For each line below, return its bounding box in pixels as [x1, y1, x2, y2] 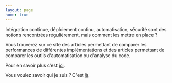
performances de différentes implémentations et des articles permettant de [5, 47, 165, 53]
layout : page [5, 7, 33, 13]
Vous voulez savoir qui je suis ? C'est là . [5, 72, 90, 78]
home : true [5, 12, 29, 17]
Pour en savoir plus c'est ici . [5, 62, 65, 68]
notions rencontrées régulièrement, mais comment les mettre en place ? [5, 32, 158, 38]
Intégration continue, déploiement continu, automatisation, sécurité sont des [5, 26, 167, 32]
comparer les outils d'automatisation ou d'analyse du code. [5, 52, 131, 59]
